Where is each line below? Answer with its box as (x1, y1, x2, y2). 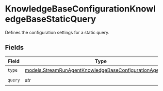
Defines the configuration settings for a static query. (5, 29, 110, 35)
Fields (5, 43, 24, 52)
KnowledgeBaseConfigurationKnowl (5, 3, 156, 14)
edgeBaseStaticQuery (5, 13, 96, 25)
